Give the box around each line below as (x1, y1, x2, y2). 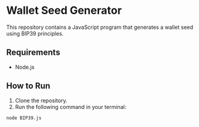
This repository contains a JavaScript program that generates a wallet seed (6, 23, 194, 31)
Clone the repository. (14, 97, 68, 104)
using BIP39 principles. (6, 29, 64, 37)
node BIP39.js (6, 115, 42, 121)
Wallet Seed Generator (6, 4, 122, 17)
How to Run (6, 81, 51, 91)
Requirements (6, 48, 60, 58)
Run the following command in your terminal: (14, 103, 127, 110)
